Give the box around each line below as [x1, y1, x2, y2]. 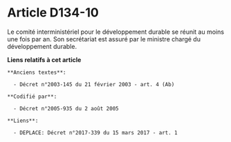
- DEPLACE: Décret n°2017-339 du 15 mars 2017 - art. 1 [13, 129, 178, 136]
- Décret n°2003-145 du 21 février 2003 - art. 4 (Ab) [13, 81, 175, 88]
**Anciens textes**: [7, 69, 67, 76]
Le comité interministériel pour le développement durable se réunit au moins [7, 28, 225, 36]
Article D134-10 [7, 5, 99, 21]
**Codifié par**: [7, 93, 57, 100]
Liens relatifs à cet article [7, 55, 82, 63]
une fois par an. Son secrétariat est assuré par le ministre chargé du [7, 34, 201, 43]
